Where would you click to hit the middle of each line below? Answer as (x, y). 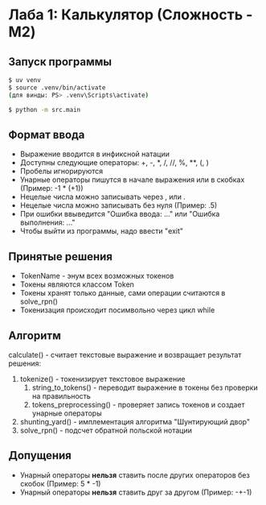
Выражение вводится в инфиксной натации (95, 154)
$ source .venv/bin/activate (57, 87)
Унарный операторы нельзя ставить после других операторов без (135, 475)
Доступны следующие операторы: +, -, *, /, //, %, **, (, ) (114, 163)
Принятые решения (60, 257)
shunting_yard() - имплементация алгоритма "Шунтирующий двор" (135, 421)
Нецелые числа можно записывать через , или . (103, 197)
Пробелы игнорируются (61, 172)
